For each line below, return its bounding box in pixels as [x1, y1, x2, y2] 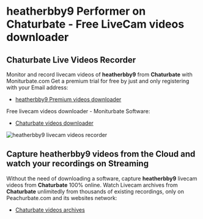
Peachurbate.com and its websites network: [6, 194, 117, 201]
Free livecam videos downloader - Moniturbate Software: [6, 108, 150, 114]
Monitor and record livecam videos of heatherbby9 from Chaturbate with [6, 71, 193, 78]
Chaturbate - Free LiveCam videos [6, 17, 185, 31]
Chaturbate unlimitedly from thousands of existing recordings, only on [6, 188, 185, 195]
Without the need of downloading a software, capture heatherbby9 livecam [6, 174, 197, 182]
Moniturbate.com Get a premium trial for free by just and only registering [6, 78, 190, 84]
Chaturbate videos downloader [15, 119, 94, 127]
